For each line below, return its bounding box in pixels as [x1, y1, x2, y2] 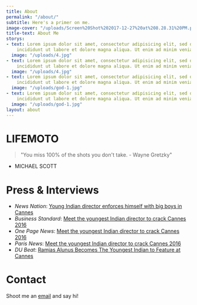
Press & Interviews [6, 183, 99, 196]
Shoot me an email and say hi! [6, 293, 79, 300]
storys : [6, 36, 25, 42]
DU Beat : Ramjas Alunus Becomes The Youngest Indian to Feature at [14, 246, 181, 253]
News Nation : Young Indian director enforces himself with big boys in [14, 203, 182, 210]
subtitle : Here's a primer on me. [6, 19, 91, 25]
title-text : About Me [6, 30, 59, 36]
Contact [6, 273, 46, 286]
